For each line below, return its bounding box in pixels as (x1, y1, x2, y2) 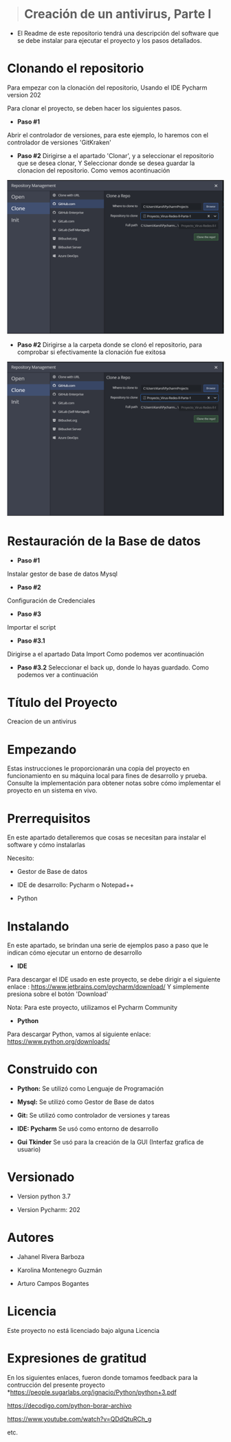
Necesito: (7, 854, 34, 862)
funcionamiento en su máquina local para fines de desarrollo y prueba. (7, 772, 208, 780)
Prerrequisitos (7, 810, 91, 826)
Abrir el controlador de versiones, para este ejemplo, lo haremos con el (7, 130, 208, 139)
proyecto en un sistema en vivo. (7, 786, 98, 795)
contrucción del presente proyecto (7, 1381, 105, 1389)
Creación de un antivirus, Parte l (23, 6, 212, 22)
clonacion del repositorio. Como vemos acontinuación (16, 166, 170, 175)
